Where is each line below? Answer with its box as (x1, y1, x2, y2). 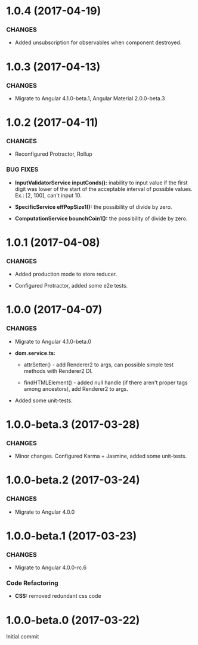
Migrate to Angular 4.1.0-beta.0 (14, 338, 91, 345)
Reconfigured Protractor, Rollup (14, 150, 92, 158)
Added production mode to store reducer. (14, 270, 117, 278)
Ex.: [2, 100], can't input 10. (14, 192, 82, 199)
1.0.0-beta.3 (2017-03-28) (6, 418, 140, 431)
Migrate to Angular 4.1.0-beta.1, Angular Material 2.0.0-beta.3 (14, 94, 165, 102)
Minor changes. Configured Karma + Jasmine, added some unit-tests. (14, 452, 187, 460)
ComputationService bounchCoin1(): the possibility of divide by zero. (14, 215, 188, 222)
